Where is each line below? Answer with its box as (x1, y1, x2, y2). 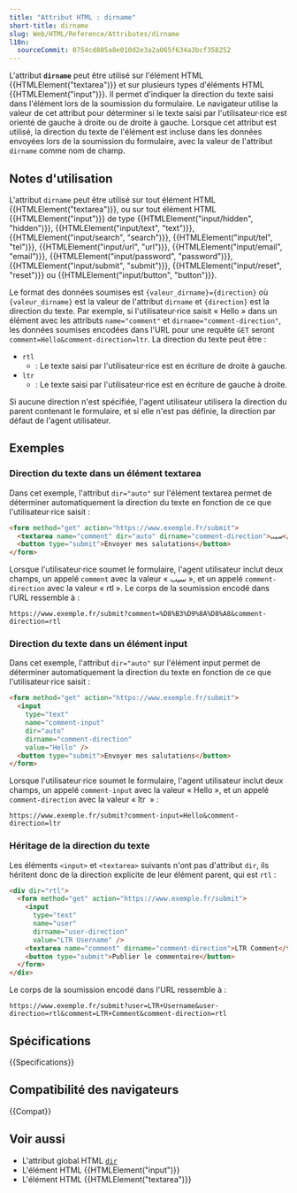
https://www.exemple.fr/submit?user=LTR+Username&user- (9, 1002, 219, 1011)
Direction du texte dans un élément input (9, 638, 188, 650)
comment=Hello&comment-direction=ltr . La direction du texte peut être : (9, 334, 267, 344)
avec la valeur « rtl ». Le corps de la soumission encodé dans (47, 583, 270, 594)
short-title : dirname (9, 21, 89, 30)
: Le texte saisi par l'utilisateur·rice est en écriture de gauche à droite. (34, 379, 287, 389)
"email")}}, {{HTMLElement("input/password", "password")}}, (9, 250, 233, 261)
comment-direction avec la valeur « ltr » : (9, 794, 159, 805)
